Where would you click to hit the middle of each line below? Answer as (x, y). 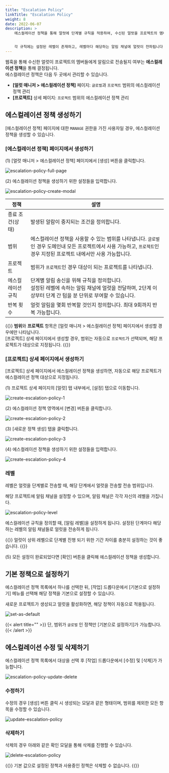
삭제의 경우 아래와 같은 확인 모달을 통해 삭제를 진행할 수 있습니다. (69, 745)
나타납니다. (29, 332)
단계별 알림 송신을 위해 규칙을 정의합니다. (76, 280)
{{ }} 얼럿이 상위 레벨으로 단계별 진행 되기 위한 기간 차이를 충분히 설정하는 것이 (81, 540)
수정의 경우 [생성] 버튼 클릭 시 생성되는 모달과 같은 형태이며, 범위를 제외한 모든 (82, 702)
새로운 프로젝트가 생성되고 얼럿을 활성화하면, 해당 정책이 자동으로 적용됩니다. (80, 604)
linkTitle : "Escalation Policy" (39, 15)
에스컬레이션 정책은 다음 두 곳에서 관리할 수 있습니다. (57, 74)
